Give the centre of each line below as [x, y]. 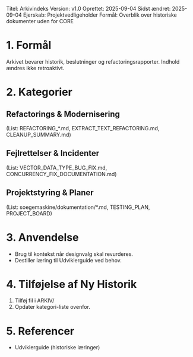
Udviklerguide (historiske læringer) [57, 347]
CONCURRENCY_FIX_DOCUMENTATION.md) [61, 174]
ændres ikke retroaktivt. [35, 68]
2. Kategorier [39, 92]
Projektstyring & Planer [50, 193]
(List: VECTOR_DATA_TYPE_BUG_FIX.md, [57, 167]
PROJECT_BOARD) [29, 213]
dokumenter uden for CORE [40, 21]
